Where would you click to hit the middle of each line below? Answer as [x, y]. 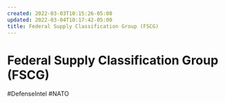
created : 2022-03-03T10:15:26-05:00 [60, 13]
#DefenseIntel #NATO [38, 94]
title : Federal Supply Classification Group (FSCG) [83, 26]
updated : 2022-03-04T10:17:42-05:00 [60, 20]
